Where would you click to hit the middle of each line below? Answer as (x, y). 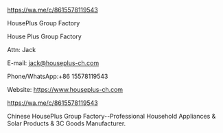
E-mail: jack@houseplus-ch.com (53, 63)
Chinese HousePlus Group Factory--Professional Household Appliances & (111, 116)
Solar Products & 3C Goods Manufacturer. (67, 123)
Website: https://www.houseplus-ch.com (65, 89)
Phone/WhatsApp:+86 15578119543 (58, 76)
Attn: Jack (22, 50)
